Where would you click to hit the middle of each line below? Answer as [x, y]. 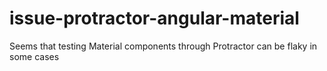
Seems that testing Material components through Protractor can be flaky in [163, 46]
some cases [34, 56]
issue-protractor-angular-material [154, 18]
